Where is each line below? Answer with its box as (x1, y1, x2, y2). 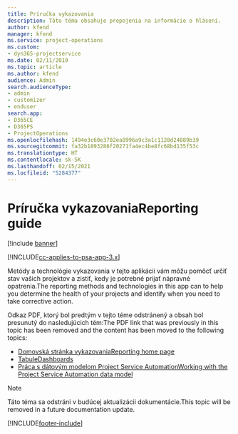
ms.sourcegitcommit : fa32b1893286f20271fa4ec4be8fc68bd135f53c (7, 143, 200, 150)
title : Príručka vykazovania (7, 10, 94, 18)
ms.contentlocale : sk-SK (7, 156, 81, 164)
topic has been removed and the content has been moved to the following (7, 326, 224, 334)
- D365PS (7, 123, 33, 130)
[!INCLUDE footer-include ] (7, 418, 83, 428)
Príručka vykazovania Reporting (7, 200, 199, 216)
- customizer (7, 97, 46, 104)
